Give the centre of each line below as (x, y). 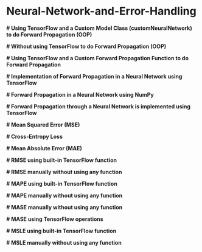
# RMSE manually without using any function (64, 172)
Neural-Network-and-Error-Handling (101, 11)
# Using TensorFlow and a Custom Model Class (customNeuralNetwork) (99, 28)
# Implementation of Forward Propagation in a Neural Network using (94, 76)
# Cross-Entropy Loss (34, 136)
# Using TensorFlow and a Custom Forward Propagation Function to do (98, 58)
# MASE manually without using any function (64, 207)
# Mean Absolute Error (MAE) (44, 148)
